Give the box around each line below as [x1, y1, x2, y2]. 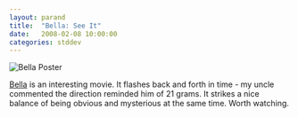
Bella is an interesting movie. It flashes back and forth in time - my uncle [9, 79, 275, 90]
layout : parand [9, 12, 66, 22]
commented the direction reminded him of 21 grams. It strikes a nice [9, 89, 261, 99]
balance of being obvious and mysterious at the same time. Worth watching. [9, 98, 290, 109]
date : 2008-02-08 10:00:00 [9, 29, 118, 38]
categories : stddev [9, 37, 82, 47]
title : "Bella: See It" [9, 21, 102, 30]
